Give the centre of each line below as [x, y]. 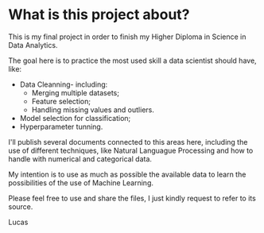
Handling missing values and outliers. [93, 110]
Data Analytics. [33, 45]
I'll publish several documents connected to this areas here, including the [128, 142]
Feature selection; [61, 101]
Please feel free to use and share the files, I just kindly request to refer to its [132, 198]
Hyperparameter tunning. [61, 126]
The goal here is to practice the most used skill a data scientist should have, [132, 60]
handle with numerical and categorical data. [80, 159]
